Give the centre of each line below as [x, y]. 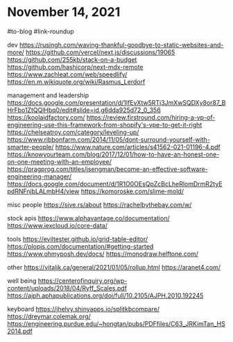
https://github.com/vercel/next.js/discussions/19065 [100, 52]
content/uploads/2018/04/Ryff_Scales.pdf [67, 288]
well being [22, 280]
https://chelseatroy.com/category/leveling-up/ [73, 132]
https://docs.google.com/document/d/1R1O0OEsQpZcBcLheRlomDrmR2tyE [115, 184]
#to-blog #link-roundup [41, 31]
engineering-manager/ [39, 176]
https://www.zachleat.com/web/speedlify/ [67, 74]
